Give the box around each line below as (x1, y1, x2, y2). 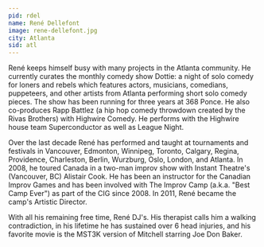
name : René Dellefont (8, 19, 80, 27)
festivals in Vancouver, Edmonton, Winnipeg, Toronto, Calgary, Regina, (8, 147, 240, 156)
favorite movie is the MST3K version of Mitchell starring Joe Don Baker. (8, 229, 243, 239)
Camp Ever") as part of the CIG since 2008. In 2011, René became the (8, 189, 237, 198)
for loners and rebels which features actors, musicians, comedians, (8, 80, 229, 90)
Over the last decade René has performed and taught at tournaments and (8, 138, 249, 147)
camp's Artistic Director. (8, 197, 87, 207)
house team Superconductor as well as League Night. (8, 123, 184, 132)
